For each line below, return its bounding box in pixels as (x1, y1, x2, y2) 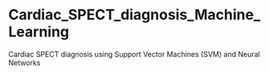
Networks (8, 58, 41, 68)
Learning (8, 23, 70, 41)
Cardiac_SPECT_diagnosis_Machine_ (8, 6, 261, 24)
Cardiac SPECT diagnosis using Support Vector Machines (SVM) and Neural (8, 49, 260, 59)
